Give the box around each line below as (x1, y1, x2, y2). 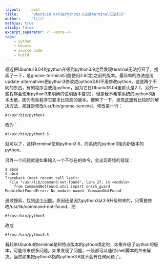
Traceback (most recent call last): (5, 176, 80, 181)
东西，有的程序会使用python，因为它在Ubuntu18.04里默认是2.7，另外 (13, 85, 154, 91)
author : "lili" (5, 16, 45, 21)
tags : (5, 35, 16, 40)
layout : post (5, 7, 41, 12)
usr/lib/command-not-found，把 (11, 203, 76, 210)
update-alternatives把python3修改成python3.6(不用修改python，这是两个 (5, 79, 153, 84)
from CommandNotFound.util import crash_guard (14, 184, 110, 189)
